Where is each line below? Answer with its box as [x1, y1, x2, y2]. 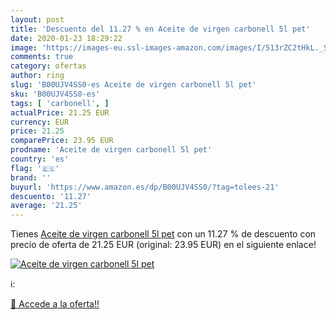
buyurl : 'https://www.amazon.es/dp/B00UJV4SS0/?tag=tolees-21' [10, 182, 280, 192]
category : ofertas [10, 61, 87, 71]
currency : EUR [10, 117, 70, 127]
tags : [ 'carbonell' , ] [10, 98, 110, 108]
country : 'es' [10, 154, 70, 164]
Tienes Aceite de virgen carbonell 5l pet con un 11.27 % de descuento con [10, 228, 317, 240]
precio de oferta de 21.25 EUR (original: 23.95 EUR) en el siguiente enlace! [10, 239, 317, 251]
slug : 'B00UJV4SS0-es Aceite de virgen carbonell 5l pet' [10, 80, 257, 90]
